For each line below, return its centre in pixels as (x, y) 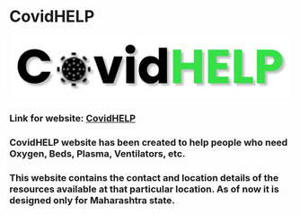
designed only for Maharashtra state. (92, 200)
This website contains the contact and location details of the (144, 177)
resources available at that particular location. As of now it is (145, 189)
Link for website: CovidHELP (73, 118)
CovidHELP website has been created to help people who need (149, 142)
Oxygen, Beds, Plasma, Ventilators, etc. (97, 153)
